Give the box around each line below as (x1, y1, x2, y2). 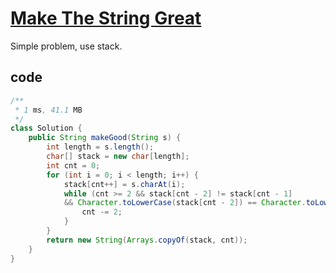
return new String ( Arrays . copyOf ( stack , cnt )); (46, 235, 248, 245)
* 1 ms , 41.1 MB (14, 105, 83, 115)
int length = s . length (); (46, 142, 155, 152)
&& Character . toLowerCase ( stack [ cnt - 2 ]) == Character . (63, 198, 307, 208)
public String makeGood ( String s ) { (28, 133, 182, 143)
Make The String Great (10, 7, 202, 30)
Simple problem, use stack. (10, 40, 123, 52)
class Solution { (10, 123, 83, 134)
